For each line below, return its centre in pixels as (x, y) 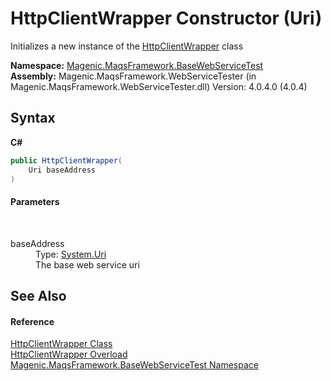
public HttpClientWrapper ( (66, 160)
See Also (38, 295)
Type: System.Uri (71, 254)
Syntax (33, 118)
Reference (32, 321)
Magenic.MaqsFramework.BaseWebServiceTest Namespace (134, 365)
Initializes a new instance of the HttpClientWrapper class (127, 46)
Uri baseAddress (62, 170)
